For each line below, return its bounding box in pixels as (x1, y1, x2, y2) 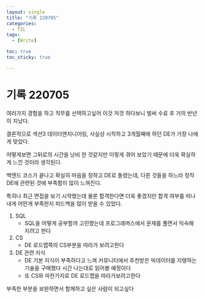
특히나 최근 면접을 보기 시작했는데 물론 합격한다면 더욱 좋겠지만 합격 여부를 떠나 (6, 192, 196, 199)
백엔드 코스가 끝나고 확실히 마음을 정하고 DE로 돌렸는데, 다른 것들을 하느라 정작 (6, 171, 195, 178)
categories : (6, 20, 37, 26)
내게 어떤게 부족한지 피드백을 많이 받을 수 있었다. (6, 200, 123, 207)
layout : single (6, 9, 45, 15)
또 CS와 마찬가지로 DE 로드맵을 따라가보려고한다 (24, 272, 141, 279)
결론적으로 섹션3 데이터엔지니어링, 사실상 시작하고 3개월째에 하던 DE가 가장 (6, 130, 187, 137)
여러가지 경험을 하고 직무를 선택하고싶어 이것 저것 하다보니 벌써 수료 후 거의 (6, 109, 186, 117)
